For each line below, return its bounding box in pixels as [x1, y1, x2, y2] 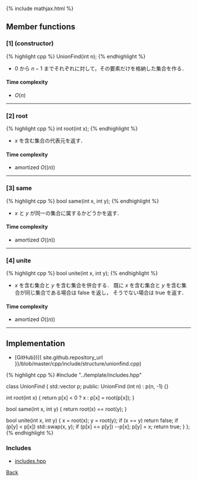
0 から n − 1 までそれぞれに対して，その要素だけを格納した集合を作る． [14, 64, 188, 72]
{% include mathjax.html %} [6, 5, 74, 12]
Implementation [6, 338, 66, 348]
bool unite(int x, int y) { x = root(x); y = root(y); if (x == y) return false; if [6, 417, 178, 424]
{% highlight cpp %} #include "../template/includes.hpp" [6, 371, 142, 378]
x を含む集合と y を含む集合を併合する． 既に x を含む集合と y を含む [14, 282, 182, 289]
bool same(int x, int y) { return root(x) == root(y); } [6, 405, 127, 412]
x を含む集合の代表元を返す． [14, 137, 86, 144]
